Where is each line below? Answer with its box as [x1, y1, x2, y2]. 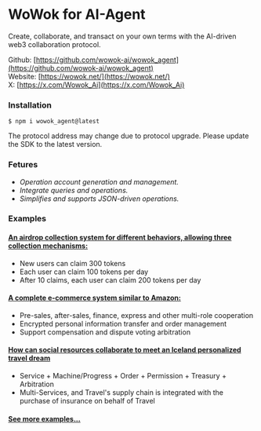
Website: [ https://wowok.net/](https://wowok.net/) [8, 71, 171, 81]
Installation [8, 100, 53, 111]
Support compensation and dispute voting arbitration [19, 327, 190, 337]
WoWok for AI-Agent [8, 5, 147, 24]
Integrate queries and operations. [19, 185, 129, 195]
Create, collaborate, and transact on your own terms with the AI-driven [8, 31, 237, 41]
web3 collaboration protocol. [8, 39, 101, 49]
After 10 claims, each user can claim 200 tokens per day [19, 275, 201, 284]
